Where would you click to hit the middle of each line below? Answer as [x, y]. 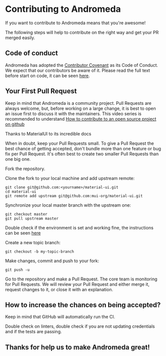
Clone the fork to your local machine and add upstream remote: [70, 178]
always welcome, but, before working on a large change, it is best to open [81, 108]
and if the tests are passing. [33, 332]
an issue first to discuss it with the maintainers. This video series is [73, 113]
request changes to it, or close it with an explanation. [59, 289]
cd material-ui [21, 191]
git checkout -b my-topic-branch [40, 251]
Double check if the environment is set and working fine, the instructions [79, 227]
